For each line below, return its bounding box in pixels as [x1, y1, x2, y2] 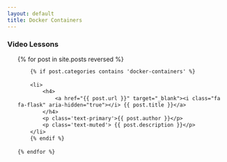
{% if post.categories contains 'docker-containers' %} [30, 68, 196, 75]
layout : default [7, 10, 54, 17]
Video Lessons [7, 40, 59, 49]
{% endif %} [30, 135, 65, 143]
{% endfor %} [17, 149, 56, 156]
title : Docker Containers [7, 17, 82, 24]
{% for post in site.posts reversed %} [17, 55, 124, 63]
